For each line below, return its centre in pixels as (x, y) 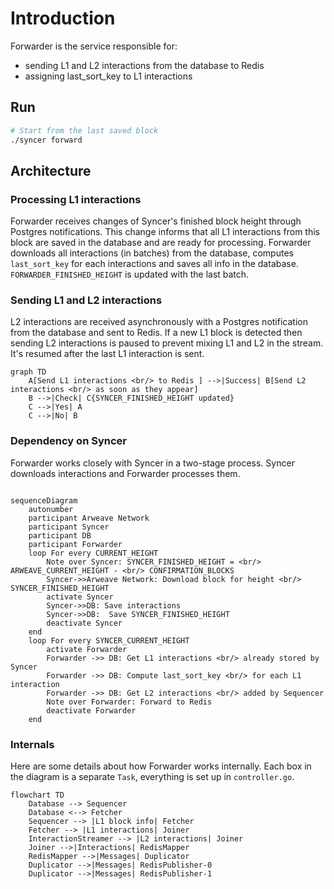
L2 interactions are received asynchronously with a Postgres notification (159, 322)
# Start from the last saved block (84, 130)
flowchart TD (37, 795)
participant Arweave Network (89, 518)
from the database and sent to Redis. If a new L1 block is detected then (156, 333)
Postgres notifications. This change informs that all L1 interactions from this (165, 232)
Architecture (51, 170)
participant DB (60, 535)
